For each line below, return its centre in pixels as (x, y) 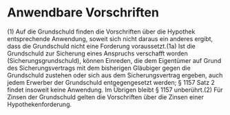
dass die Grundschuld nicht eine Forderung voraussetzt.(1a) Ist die (102, 46)
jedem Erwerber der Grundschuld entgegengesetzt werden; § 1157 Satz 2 (111, 82)
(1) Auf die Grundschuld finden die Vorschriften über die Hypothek (101, 31)
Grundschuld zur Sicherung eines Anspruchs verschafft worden (97, 53)
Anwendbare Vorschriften (83, 13)
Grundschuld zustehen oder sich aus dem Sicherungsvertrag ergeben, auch (115, 75)
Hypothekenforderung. (40, 104)
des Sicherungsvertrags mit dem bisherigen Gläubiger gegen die (99, 68)
